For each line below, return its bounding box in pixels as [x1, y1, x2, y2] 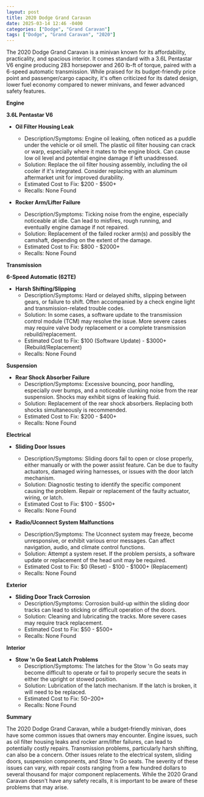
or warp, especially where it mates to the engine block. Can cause [24, 148, 191, 155]
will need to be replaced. [24, 689, 86, 696]
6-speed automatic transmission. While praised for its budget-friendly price [6, 68, 196, 75]
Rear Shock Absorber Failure [15, 374, 90, 381]
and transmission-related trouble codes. [24, 305, 125, 312]
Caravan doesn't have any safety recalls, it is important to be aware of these [6, 777, 198, 785]
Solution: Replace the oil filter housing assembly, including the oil [24, 161, 188, 168]
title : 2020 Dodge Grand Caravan [6, 15, 91, 21]
